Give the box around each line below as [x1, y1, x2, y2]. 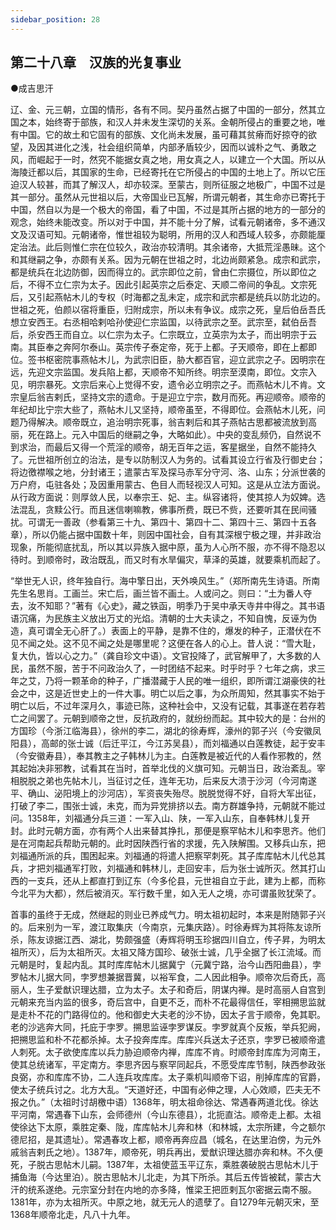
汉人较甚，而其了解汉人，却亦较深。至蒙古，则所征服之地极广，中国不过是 [18, 179, 326, 191]
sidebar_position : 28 [10, 14, 101, 25]
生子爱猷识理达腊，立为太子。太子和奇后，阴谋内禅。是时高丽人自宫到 [36, 984, 326, 996]
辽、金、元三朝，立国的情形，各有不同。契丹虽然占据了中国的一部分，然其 [10, 104, 317, 116]
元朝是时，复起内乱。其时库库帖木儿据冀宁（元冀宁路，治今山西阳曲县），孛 [10, 959, 322, 971]
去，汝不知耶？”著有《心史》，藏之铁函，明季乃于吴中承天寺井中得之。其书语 [10, 600, 326, 612]
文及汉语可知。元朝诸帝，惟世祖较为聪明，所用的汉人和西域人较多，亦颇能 [10, 229, 317, 241]
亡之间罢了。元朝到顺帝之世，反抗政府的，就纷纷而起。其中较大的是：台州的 [10, 712, 326, 725]
